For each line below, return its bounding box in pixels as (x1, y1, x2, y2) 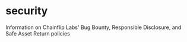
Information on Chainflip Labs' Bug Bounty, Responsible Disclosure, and (5, 24, 182, 31)
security (5, 4, 48, 18)
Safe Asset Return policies (5, 30, 71, 37)
